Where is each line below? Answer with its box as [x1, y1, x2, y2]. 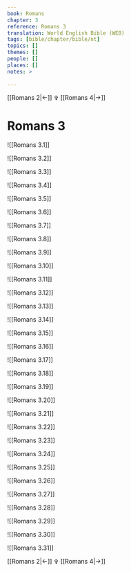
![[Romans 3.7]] [7, 221, 52, 229]
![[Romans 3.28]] [7, 503, 55, 512]
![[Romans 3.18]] [7, 369, 54, 378]
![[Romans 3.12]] [7, 288, 54, 297]
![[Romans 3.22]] [7, 423, 55, 431]
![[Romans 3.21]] [7, 410, 54, 418]
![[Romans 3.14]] [7, 315, 54, 324]
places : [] [7, 62, 39, 69]
